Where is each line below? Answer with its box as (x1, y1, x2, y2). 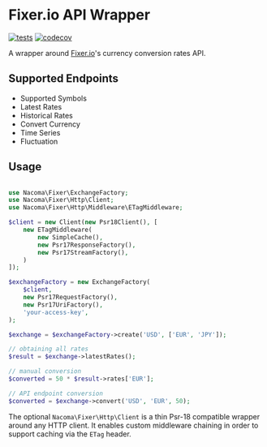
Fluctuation (19, 136, 58, 146)
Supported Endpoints (8, 71, 119, 86)
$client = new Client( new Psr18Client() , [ (8, 218, 158, 226)
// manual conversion (8, 367, 82, 376)
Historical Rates (19, 110, 73, 120)
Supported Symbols (19, 93, 88, 103)
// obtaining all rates (8, 345, 89, 354)
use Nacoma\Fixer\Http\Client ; (8, 196, 114, 204)
